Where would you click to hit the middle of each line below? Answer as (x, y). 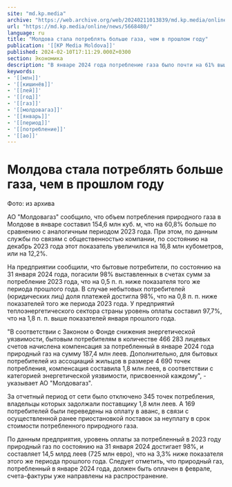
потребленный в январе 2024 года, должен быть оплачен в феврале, (109, 469)
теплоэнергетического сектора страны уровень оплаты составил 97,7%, (115, 311)
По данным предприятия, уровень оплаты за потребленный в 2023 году (114, 439)
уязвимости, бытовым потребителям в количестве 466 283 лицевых (109, 339)
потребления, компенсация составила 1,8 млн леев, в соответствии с (110, 369)
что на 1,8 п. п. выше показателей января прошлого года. (91, 318)
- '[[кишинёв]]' (30, 84)
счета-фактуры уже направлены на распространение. (88, 476)
